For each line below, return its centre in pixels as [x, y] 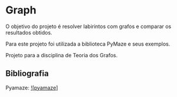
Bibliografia [27, 74]
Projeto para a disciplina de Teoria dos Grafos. [62, 55]
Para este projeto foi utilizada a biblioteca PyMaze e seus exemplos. [88, 44]
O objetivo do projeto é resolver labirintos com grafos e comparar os [88, 26]
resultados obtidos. [29, 32]
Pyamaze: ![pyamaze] [32, 88]
